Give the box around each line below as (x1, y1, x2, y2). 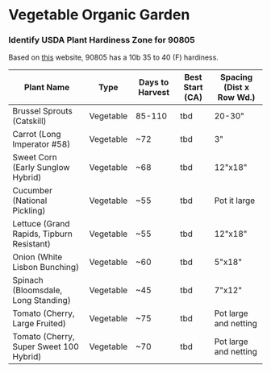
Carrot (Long (12, 129, 61, 140)
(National (12, 195, 48, 206)
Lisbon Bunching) (12, 262, 79, 273)
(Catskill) (12, 115, 47, 126)
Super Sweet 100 (12, 341, 79, 352)
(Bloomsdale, (12, 284, 63, 296)
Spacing (220, 72, 253, 83)
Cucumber (12, 185, 52, 197)
